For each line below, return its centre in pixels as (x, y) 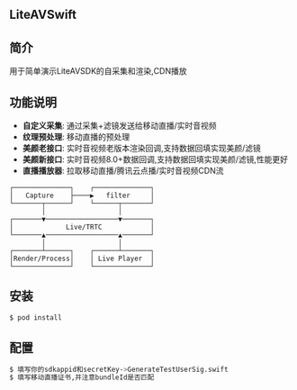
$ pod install (36, 317)
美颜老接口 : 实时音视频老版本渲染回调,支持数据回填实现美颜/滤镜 (141, 149)
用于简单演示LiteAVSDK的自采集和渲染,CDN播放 (98, 71)
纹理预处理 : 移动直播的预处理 (76, 137)
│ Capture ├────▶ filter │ (82, 196)
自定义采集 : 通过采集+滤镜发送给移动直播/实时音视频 (120, 126)
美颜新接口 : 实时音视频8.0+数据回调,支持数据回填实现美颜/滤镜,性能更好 (155, 159)
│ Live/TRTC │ (82, 227)
